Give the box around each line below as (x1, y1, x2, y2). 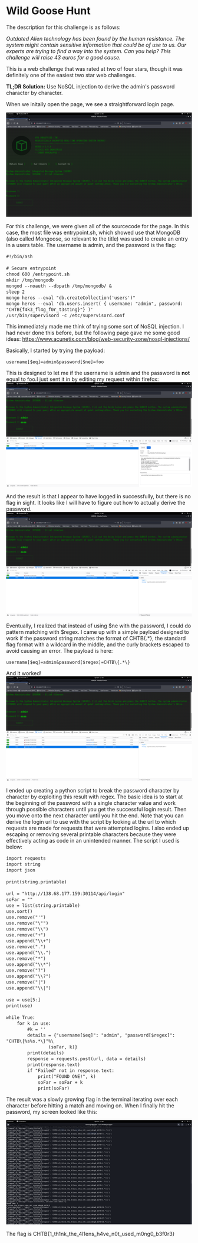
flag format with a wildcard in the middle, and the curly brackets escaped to (6, 641, 190, 648)
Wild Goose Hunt (6, 4, 91, 18)
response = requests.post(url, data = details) (27, 1055, 146, 1062)
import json (6, 867, 35, 873)
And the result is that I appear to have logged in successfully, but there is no (6, 492, 192, 499)
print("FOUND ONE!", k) (37, 1073, 96, 1080)
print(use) (6, 1002, 33, 1009)
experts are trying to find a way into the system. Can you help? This (6, 47, 171, 54)
